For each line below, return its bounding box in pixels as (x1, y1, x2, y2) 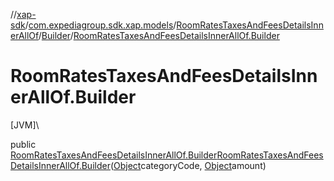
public (10, 138, 37, 150)
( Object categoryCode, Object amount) (109, 159, 267, 171)
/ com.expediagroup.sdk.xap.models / (24, 19, 177, 31)
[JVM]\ (10, 119, 40, 131)
